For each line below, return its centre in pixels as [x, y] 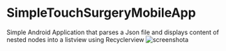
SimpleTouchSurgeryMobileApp [101, 13]
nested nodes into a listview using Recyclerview [75, 39]
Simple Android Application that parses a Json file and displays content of [113, 32]
